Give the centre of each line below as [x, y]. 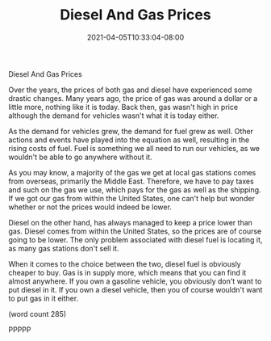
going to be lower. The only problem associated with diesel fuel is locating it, [135, 239]
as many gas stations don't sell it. [64, 248]
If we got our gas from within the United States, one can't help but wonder [132, 198]
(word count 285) [38, 314]
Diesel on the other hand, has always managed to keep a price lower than [130, 222]
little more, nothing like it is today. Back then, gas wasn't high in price [123, 107]
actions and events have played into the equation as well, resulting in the [129, 140]
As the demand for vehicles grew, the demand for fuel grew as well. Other [131, 131]
